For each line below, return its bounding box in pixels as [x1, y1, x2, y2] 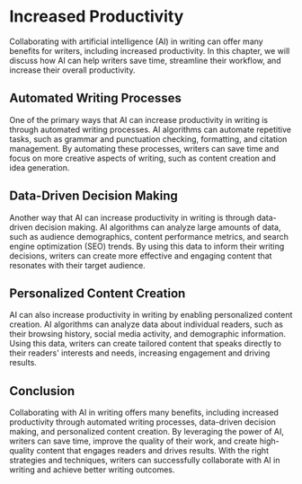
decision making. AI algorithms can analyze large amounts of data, [34, 222, 281, 233]
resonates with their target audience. [9, 260, 146, 270]
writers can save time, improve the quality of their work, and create [9, 436, 258, 446]
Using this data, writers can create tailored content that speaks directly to [9, 339, 281, 349]
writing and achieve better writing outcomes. [9, 464, 175, 475]
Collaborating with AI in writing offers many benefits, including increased [9, 407, 279, 418]
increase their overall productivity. [9, 65, 136, 75]
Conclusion [9, 383, 75, 399]
